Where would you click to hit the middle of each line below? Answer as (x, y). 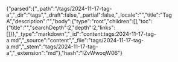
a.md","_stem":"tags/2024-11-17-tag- (52, 46)
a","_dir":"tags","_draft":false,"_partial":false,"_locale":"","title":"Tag (89, 15)
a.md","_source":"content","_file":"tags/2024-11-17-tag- (75, 40)
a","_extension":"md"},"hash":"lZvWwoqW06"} (64, 53)
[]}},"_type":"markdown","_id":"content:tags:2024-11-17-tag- (81, 34)
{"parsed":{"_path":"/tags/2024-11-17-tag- (59, 9)
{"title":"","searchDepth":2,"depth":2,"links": (61, 27)
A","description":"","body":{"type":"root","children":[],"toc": (79, 21)
